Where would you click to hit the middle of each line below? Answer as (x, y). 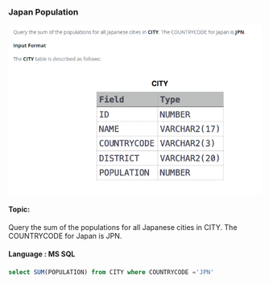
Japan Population (43, 12)
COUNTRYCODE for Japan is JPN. (65, 236)
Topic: (19, 209)
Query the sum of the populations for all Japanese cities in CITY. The (123, 227)
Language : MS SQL (42, 254)
